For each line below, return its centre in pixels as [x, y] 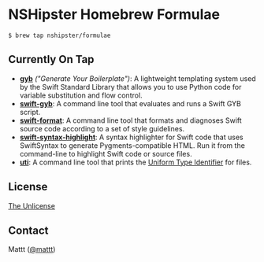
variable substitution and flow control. [81, 95]
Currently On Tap [51, 59]
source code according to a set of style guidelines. [102, 128]
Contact [28, 230]
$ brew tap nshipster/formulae [59, 35]
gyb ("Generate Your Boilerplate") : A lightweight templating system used [138, 78]
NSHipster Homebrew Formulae [114, 15]
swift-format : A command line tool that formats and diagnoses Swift [130, 120]
